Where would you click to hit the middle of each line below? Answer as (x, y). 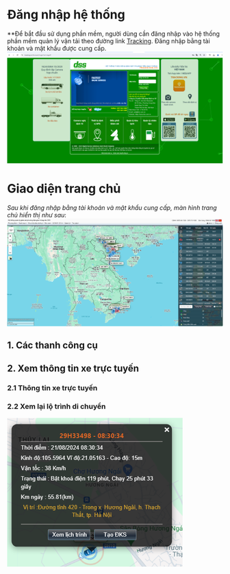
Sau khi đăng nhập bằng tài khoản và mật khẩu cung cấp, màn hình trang (112, 207)
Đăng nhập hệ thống (66, 15)
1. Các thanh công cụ (52, 345)
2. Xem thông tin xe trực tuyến (73, 369)
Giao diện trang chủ (64, 189)
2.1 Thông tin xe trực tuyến (52, 388)
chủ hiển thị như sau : (37, 215)
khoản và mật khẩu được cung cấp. (57, 48)
